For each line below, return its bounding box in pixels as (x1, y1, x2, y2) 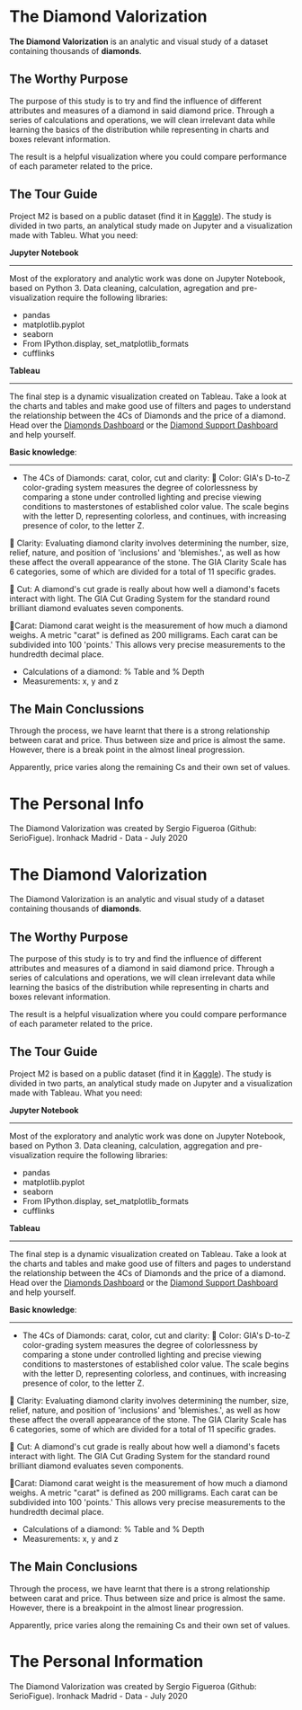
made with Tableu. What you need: (9, 229, 138, 240)
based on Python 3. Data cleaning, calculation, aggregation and (9, 1139, 244, 1151)
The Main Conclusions (9, 1559, 138, 1574)
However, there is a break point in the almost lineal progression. (9, 744, 245, 756)
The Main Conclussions (9, 701, 145, 716)
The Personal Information (9, 1651, 204, 1671)
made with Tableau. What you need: (9, 1087, 143, 1098)
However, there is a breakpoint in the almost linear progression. (9, 1602, 244, 1613)
